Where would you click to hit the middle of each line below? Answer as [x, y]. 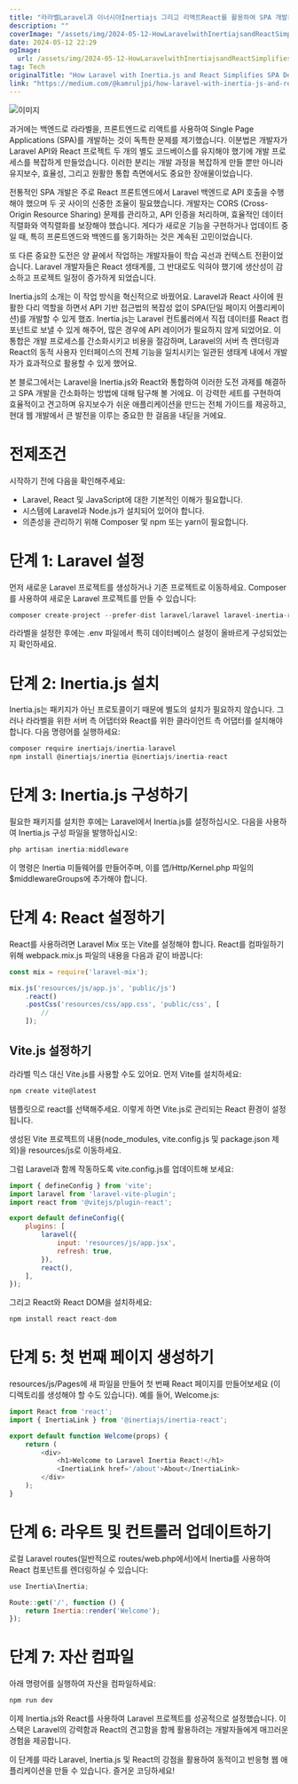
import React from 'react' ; [61, 1412]
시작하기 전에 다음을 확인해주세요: [67, 480]
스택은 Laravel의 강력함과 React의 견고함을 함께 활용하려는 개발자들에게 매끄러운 [149, 1730]
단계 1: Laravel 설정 [77, 561]
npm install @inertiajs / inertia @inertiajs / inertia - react [118, 757]
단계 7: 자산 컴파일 [72, 1657]
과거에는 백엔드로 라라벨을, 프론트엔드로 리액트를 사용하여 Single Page [132, 129]
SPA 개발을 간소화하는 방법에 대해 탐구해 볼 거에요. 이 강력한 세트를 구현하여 [149, 392]
